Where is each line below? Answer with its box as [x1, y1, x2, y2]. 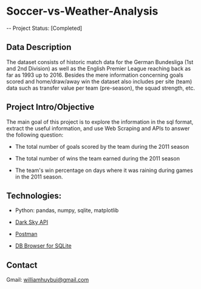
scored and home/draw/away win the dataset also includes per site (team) [6, 77, 192, 85]
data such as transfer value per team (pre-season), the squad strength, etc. [6, 84, 196, 91]
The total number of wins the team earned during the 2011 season [15, 154, 180, 162]
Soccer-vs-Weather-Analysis [6, 4, 158, 18]
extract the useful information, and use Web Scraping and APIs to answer [6, 124, 190, 132]
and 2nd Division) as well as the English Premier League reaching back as [6, 65, 191, 72]
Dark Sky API [15, 218, 49, 226]
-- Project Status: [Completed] [6, 24, 83, 32]
